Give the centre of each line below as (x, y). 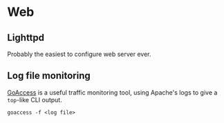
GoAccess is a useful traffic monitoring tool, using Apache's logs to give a (112, 92)
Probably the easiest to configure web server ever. (79, 54)
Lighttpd (26, 38)
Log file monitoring (49, 76)
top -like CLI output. (35, 100)
